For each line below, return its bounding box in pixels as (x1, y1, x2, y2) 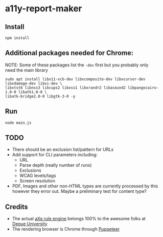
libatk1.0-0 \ (18, 89, 47, 94)
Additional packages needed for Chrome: (5, 49, 134, 57)
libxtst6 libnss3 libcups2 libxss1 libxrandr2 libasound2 (5, 85, 126, 90)
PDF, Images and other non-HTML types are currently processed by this (12, 183, 158, 189)
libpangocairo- (127, 85, 159, 90)
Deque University (12, 221, 47, 227)
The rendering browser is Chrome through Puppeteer (12, 226, 120, 232)
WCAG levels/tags (19, 173, 56, 178)
